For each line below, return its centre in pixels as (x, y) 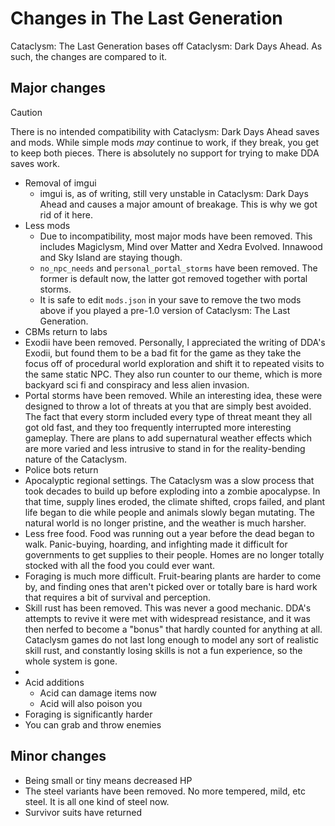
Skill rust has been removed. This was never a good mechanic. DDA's (168, 608)
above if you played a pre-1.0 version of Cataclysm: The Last (165, 310)
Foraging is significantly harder (88, 714)
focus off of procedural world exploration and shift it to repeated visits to (174, 363)
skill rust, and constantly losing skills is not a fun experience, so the (163, 650)
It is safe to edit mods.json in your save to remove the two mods (170, 299)
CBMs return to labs (66, 331)
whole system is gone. (71, 661)
